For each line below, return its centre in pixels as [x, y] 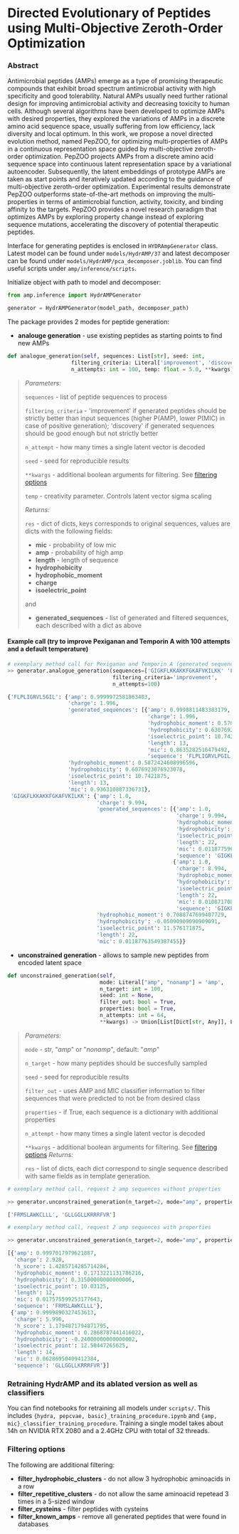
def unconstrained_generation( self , [62, 976]
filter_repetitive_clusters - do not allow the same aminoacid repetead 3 [123, 1493]
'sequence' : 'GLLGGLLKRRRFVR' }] [62, 1366]
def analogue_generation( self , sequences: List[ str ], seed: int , [106, 356]
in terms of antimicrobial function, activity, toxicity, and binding [131, 202]
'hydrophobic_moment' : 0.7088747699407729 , [162, 915]
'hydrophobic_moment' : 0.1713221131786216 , [79, 1273]
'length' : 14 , [34, 1353]
